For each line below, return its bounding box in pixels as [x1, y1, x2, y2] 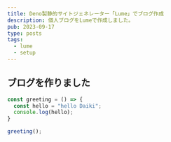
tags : [7, 36, 23, 43]
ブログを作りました [7, 77, 90, 89]
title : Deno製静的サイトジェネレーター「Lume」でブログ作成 [7, 10, 165, 17]
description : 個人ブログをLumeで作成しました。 [7, 17, 135, 24]
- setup [13, 50, 36, 57]
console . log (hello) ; [13, 109, 74, 116]
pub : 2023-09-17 [7, 23, 55, 30]
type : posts [7, 29, 42, 37]
